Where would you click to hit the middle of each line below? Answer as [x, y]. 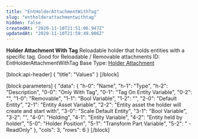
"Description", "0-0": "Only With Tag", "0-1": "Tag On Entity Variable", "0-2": [99, 92]
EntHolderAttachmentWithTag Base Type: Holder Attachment [80, 63]
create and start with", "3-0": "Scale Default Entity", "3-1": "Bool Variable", [97, 111]
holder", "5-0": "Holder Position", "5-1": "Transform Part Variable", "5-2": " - [99, 124]
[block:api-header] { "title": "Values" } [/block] [63, 75]
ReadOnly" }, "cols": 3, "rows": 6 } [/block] [58, 130]
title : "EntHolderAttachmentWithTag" [53, 12]
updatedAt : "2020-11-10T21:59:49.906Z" [55, 34]
